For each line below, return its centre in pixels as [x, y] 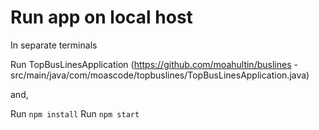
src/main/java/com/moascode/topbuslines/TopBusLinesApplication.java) [160, 75]
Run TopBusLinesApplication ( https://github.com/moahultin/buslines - [154, 64]
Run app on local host [101, 17]
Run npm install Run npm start [75, 113]
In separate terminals [54, 45]
